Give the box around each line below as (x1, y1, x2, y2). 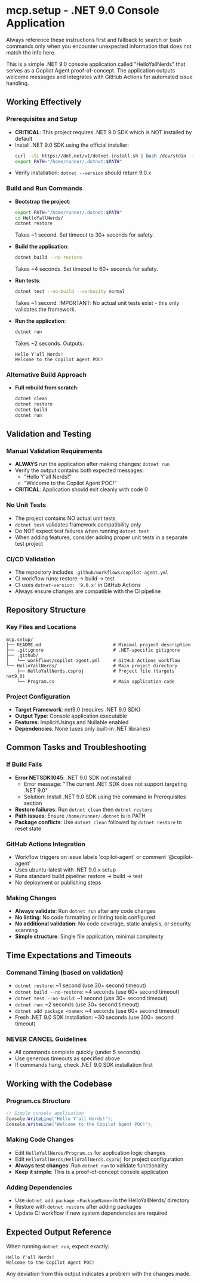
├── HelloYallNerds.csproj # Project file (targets (17, 668, 175, 674)
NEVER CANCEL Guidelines (6, 1034, 87, 1043)
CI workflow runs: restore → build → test (14, 575, 115, 582)
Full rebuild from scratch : (14, 384, 79, 391)
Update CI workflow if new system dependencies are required (14, 1209, 168, 1217)
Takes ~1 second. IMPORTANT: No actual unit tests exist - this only (14, 299, 180, 307)
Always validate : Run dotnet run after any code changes (14, 907, 156, 915)
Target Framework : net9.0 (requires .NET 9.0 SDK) (14, 706, 141, 713)
